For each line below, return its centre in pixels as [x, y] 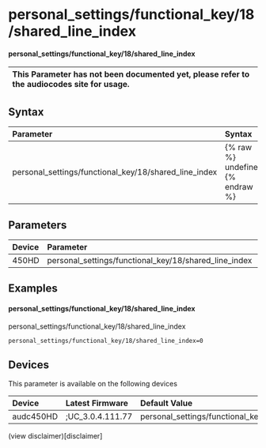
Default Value [166, 403]
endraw [239, 187]
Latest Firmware [97, 403]
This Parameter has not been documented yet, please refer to [131, 74]
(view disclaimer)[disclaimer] [55, 436]
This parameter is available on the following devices [93, 384]
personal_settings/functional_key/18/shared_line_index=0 [106, 341]
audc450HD [35, 416]
